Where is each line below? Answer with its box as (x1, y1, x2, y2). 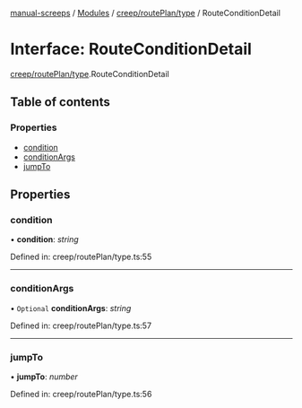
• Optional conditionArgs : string (10, 302, 132, 313)
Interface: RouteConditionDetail (10, 39, 252, 59)
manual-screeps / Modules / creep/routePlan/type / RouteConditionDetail (10, 8, 281, 18)
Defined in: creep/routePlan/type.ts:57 (10, 320, 151, 331)
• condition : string (10, 234, 79, 245)
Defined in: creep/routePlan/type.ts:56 (10, 388, 152, 399)
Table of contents (10, 94, 110, 110)
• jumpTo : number (10, 371, 79, 382)
